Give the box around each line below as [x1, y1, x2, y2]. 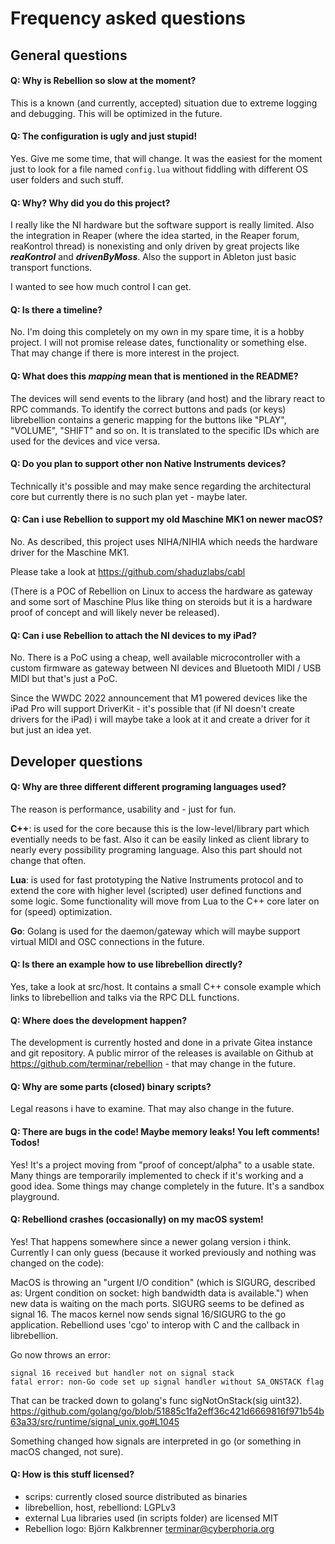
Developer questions [10, 753, 143, 770]
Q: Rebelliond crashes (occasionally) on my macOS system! [10, 1213, 264, 1226]
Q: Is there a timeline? [10, 303, 103, 316]
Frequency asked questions [10, 7, 247, 30]
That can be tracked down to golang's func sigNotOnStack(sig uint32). [10, 1394, 303, 1406]
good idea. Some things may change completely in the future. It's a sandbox [10, 1180, 325, 1192]
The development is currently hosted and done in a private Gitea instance [10, 1037, 313, 1049]
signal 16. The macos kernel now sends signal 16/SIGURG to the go [10, 1308, 287, 1320]
